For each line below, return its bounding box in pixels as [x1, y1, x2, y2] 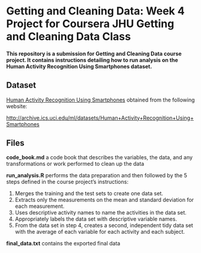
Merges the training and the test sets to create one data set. [14, 190, 163, 197]
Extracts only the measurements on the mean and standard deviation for [14, 197, 194, 204]
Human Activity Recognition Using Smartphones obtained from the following [6, 96, 195, 103]
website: [6, 102, 28, 109]
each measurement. [14, 203, 65, 210]
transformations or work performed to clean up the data [6, 160, 145, 168]
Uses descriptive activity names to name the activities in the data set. [14, 209, 187, 216]
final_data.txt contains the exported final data [6, 240, 121, 247]
